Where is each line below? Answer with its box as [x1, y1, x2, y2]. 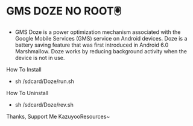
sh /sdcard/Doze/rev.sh [14, 101, 74, 108]
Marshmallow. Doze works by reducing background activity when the [14, 47, 187, 55]
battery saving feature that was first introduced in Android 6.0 [14, 41, 169, 48]
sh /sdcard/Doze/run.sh [14, 78, 74, 85]
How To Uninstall [6, 89, 49, 96]
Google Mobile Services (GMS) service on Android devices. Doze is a [14, 35, 188, 42]
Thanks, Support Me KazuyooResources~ [6, 113, 110, 120]
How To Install [6, 65, 42, 73]
